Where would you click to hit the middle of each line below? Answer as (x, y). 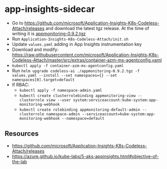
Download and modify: (35, 49)
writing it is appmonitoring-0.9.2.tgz (49, 33)
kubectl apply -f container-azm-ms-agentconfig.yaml (68, 66)
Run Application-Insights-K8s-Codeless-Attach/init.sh (70, 39)
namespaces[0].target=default (43, 80)
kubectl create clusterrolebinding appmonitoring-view (77, 96)
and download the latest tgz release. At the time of (97, 28)
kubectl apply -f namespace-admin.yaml (61, 90)
